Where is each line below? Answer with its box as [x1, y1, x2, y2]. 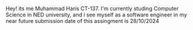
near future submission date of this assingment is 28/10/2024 [5, 18, 160, 24]
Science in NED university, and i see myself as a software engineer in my [5, 11, 188, 18]
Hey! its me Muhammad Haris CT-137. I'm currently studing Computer [5, 5, 179, 12]
